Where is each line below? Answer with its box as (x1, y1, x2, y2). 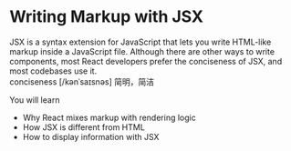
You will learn (9, 94, 60, 106)
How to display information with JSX (22, 131, 160, 142)
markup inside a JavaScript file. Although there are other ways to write (9, 45, 275, 56)
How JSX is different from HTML (22, 121, 146, 133)
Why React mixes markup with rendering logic (22, 112, 196, 123)
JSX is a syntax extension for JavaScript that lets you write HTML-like (9, 36, 272, 47)
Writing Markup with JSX (9, 6, 203, 27)
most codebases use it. (9, 65, 98, 76)
